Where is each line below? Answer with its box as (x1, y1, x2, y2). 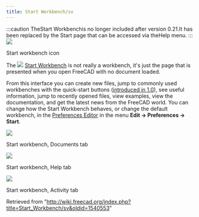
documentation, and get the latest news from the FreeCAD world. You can (6, 98, 189, 106)
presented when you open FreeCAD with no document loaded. (6, 68, 161, 75)
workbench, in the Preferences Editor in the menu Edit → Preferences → (6, 111, 185, 119)
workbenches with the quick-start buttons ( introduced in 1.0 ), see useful (6, 86, 185, 93)
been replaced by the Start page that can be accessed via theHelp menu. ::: (6, 31, 193, 39)
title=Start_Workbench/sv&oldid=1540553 (6, 204, 110, 212)
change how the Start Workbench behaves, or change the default (6, 105, 168, 112)
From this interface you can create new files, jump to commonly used (6, 79, 177, 87)
